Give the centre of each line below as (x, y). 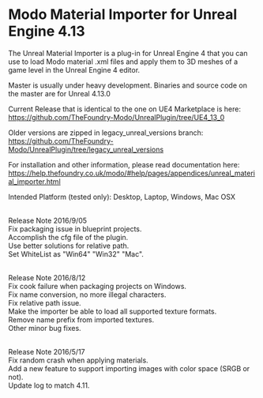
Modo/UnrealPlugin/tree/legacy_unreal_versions (86, 149)
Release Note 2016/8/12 (47, 277)
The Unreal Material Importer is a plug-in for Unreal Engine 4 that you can (128, 53)
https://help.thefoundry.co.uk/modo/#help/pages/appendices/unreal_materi (131, 173)
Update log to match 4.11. (49, 385)
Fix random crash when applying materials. (78, 360)
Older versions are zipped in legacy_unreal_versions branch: (106, 133)
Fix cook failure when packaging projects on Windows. (98, 286)
